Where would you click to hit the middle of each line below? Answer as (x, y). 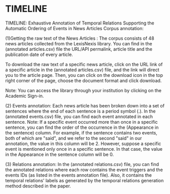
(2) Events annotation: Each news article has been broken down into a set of (85, 105)
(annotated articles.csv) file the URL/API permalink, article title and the (79, 49)
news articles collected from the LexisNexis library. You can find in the (79, 43)
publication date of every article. (39, 54)
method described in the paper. (38, 186)
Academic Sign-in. (25, 96)
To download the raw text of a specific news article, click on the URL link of (84, 64)
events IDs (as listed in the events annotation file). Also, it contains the (79, 175)
